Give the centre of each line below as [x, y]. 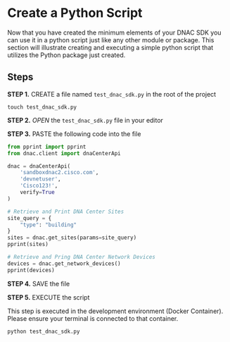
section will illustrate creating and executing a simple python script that [110, 47]
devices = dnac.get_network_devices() [64, 263]
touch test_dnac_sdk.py [42, 107]
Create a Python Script [75, 13]
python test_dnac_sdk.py [44, 331]
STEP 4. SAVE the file [39, 283]
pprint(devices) [31, 270]
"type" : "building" [49, 225]
